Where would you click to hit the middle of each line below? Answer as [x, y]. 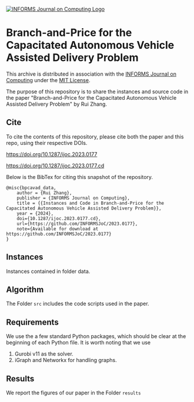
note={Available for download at [58, 229]
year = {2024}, [35, 213]
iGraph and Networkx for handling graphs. [66, 360]
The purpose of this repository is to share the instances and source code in [97, 92]
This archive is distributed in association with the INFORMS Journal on [91, 74]
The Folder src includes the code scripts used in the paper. [78, 304]
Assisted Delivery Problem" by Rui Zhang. [57, 104]
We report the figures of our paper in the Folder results [73, 393]
